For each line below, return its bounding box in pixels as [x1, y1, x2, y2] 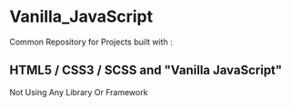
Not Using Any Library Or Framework [9, 86, 148, 97]
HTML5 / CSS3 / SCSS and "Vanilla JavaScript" [9, 63, 283, 78]
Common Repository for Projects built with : [9, 36, 173, 47]
